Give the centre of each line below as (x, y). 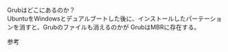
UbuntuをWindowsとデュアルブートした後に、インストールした (97, 18)
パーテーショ (204, 18)
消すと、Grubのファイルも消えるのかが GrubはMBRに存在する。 (110, 27)
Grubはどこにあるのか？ (41, 10)
